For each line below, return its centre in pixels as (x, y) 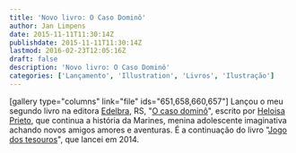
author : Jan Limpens (48, 26)
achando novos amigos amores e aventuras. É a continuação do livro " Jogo (148, 130)
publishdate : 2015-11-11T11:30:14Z (76, 42)
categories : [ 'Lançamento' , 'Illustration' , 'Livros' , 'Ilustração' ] (142, 76)
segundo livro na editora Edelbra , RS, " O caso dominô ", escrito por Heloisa (147, 110)
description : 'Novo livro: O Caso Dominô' (90, 68)
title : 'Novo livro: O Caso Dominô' (78, 17)
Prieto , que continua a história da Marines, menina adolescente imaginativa (148, 120)
